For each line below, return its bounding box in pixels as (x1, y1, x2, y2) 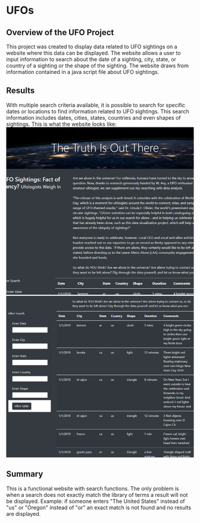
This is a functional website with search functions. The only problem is (6, 485, 179, 492)
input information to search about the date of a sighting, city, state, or (6, 56, 177, 63)
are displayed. (6, 510, 41, 517)
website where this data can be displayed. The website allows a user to (6, 49, 181, 57)
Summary (6, 469, 43, 480)
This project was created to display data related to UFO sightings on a (6, 43, 177, 50)
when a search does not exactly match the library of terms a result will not (6, 491, 188, 498)
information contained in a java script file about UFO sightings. (6, 69, 160, 75)
